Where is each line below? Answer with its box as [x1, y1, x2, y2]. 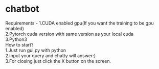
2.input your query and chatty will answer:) [5, 52, 96, 59]
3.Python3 [5, 36, 27, 42]
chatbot [5, 3, 39, 15]
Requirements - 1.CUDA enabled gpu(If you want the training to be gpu [5, 20, 154, 26]
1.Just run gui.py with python [5, 47, 66, 53]
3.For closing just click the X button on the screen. [5, 58, 111, 64]
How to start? [5, 41, 34, 48]
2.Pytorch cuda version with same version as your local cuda [5, 31, 134, 37]
